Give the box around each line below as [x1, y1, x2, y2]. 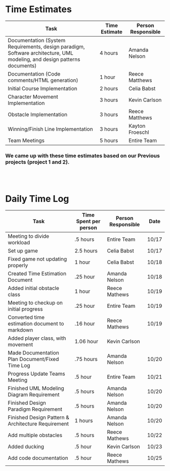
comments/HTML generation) [8, 77, 78, 84]
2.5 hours [74, 247, 98, 255]
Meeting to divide [8, 233, 50, 240]
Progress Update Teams [8, 370, 65, 377]
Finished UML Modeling [8, 385, 64, 392]
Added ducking [8, 443, 45, 450]
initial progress [8, 306, 43, 313]
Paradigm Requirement [8, 406, 62, 413]
